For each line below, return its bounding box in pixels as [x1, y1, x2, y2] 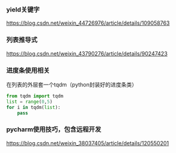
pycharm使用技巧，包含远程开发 [6, 125, 102, 134]
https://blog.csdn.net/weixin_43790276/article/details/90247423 [6, 50, 168, 57]
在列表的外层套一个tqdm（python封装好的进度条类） [6, 80, 137, 88]
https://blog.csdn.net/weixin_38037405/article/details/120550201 [6, 139, 169, 146]
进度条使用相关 [6, 66, 50, 74]
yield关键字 [6, 5, 40, 13]
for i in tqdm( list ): [6, 104, 61, 110]
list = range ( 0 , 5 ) [6, 99, 53, 105]
